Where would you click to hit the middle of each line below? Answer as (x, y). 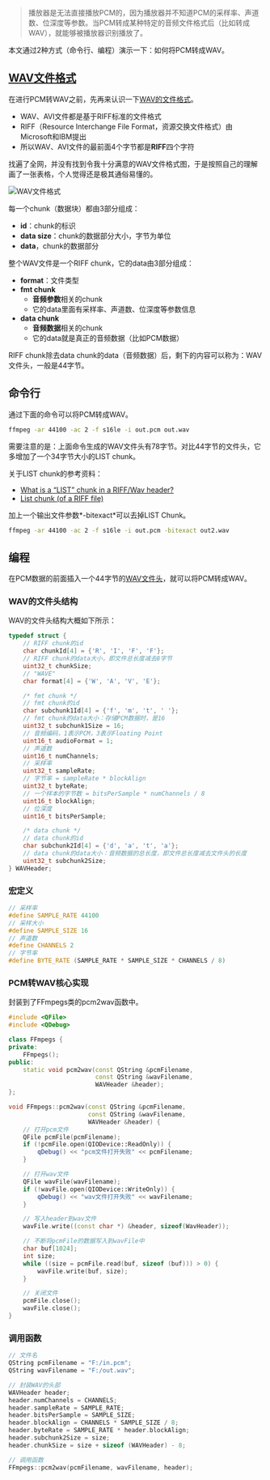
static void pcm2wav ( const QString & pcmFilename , (108, 1070)
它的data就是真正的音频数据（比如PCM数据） (108, 338)
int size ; (40, 1256)
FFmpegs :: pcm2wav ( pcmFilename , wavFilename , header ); (101, 1467)
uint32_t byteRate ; (56, 786)
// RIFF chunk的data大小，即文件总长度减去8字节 (97, 659)
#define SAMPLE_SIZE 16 (49, 930)
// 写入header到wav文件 (60, 1219)
